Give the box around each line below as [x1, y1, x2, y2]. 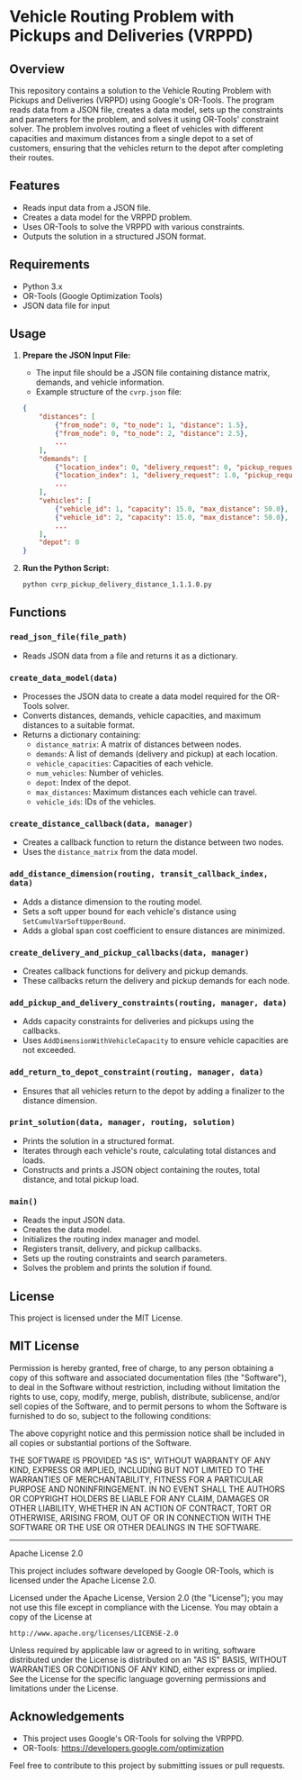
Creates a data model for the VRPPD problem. [22, 212, 192, 222]
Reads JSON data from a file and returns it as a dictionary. [22, 650, 238, 661]
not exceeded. [22, 1045, 76, 1056]
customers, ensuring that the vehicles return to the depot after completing [9, 142, 284, 153]
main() [9, 1196, 39, 1206]
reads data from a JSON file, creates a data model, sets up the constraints [9, 104, 284, 114]
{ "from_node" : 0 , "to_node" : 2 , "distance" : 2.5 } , [55, 430, 249, 439]
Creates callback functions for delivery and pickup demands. [22, 966, 249, 976]
